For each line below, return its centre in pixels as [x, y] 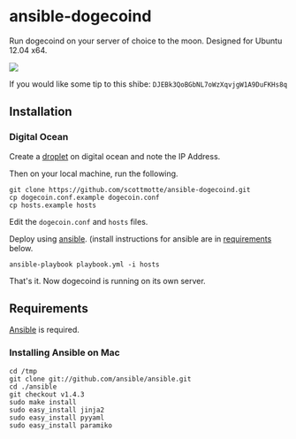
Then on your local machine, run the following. [94, 173]
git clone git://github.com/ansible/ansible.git [100, 379]
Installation [41, 112]
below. [21, 248]
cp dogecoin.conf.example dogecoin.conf [85, 197]
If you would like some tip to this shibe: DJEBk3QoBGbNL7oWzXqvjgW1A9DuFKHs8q [148, 84]
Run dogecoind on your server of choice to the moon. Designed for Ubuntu [146, 41]
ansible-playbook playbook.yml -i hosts [85, 264]
